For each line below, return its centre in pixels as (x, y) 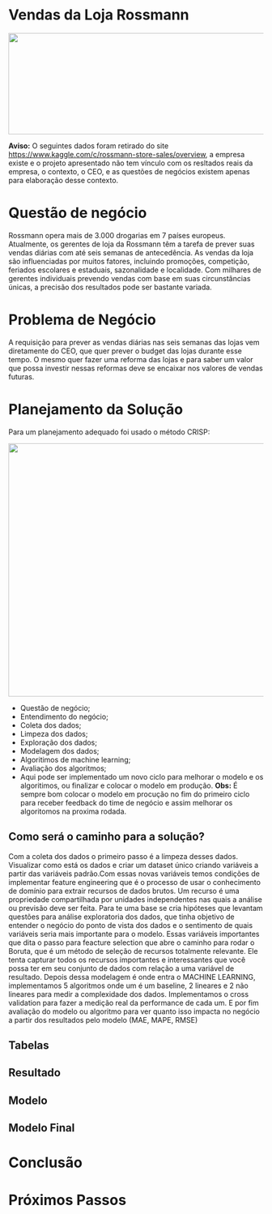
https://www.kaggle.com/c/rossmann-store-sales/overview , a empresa (127, 154)
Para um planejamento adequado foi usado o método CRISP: (109, 432)
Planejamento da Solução (96, 409)
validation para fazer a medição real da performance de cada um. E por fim (134, 1002)
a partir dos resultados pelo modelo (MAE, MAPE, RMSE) (103, 1020)
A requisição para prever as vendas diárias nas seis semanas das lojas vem (134, 342)
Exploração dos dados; (58, 742)
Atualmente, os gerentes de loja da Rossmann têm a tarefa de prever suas (132, 244)
